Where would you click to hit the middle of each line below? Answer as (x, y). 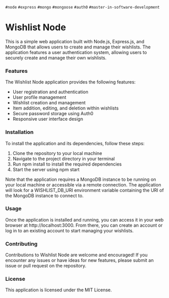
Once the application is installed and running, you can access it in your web (84, 220)
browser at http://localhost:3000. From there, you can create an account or (84, 225)
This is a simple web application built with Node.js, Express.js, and (75, 41)
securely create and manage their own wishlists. (56, 58)
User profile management (39, 97)
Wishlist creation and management (49, 103)
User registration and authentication (50, 92)
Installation (20, 132)
